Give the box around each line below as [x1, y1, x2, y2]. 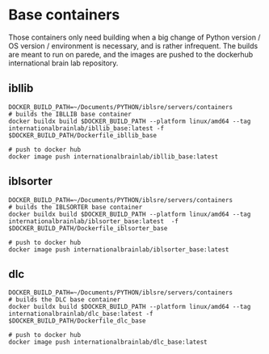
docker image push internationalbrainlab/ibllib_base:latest [8, 152, 219, 161]
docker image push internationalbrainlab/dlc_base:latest [8, 338, 208, 347]
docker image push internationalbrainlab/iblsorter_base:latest [8, 245, 229, 254]
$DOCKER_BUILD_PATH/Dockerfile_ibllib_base [8, 131, 158, 139]
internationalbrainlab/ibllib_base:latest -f [8, 124, 164, 133]
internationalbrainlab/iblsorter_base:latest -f [8, 217, 179, 225]
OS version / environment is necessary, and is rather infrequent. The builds [8, 40, 258, 50]
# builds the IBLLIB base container [8, 110, 132, 118]
